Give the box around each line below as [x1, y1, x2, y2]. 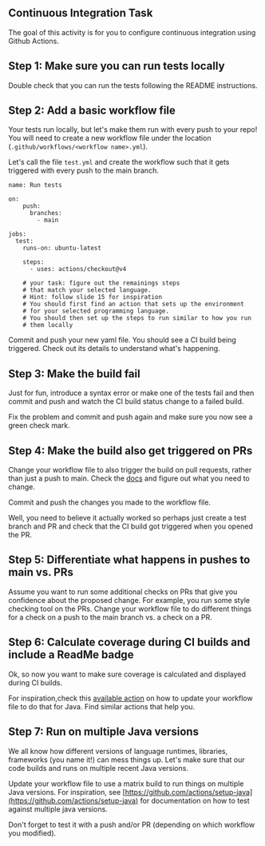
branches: [29, 210, 62, 217]
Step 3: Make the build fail [8, 367, 141, 381]
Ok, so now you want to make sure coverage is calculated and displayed [8, 669, 246, 679]
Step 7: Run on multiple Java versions [8, 725, 200, 739]
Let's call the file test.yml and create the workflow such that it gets [8, 158, 230, 167]
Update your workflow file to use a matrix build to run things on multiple [8, 779, 244, 788]
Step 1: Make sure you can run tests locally [8, 59, 225, 73]
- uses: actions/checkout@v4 [29, 265, 127, 273]
